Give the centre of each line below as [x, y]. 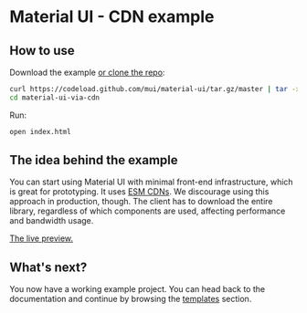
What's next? [48, 267]
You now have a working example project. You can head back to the [138, 289]
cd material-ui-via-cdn [55, 98]
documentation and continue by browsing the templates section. [131, 299]
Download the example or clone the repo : [87, 72]
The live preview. [42, 238]
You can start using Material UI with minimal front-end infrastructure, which [152, 182]
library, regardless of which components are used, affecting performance [148, 211]
